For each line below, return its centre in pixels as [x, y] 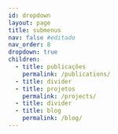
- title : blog [38, 111]
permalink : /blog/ [52, 118]
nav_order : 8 [29, 45]
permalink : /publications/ [66, 74]
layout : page [29, 23]
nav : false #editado [42, 37]
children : [24, 60]
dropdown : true [33, 52]
